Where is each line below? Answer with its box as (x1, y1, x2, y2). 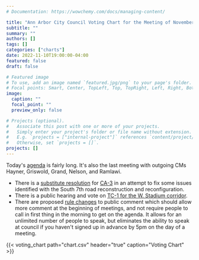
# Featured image (6, 74, 49, 80)
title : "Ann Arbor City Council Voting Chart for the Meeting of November (6, 19, 195, 25)
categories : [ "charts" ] (6, 47, 65, 53)
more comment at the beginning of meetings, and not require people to (14, 204, 188, 211)
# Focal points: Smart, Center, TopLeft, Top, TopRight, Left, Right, (6, 85, 184, 91)
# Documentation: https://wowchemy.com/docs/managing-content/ (6, 8, 166, 15)
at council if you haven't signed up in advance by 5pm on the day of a (14, 223, 185, 230)
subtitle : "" (6, 25, 38, 31)
